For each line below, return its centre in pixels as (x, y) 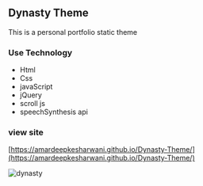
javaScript (36, 87)
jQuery (31, 95)
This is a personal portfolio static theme (73, 32)
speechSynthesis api (54, 112)
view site (26, 132)
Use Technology (40, 52)
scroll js (33, 104)
